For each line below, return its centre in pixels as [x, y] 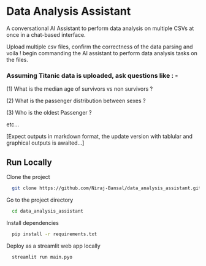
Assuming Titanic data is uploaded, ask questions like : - [92, 75]
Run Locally [29, 162]
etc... [13, 124]
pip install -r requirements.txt [55, 234]
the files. [17, 59]
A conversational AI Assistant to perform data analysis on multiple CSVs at [100, 28]
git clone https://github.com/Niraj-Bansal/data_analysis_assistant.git [107, 188]
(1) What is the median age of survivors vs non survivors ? [80, 89]
